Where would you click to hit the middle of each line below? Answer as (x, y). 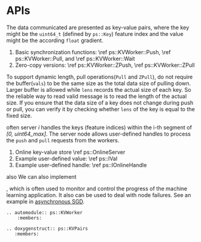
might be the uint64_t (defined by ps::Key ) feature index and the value (95, 33)
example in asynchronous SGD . (46, 201)
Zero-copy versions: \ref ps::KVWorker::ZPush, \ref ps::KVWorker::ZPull (105, 65)
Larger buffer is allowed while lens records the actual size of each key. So (99, 89)
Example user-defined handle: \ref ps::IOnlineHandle (81, 165)
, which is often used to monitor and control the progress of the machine (97, 188)
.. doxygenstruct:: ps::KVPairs (47, 229)
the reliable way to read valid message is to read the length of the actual (97, 96)
